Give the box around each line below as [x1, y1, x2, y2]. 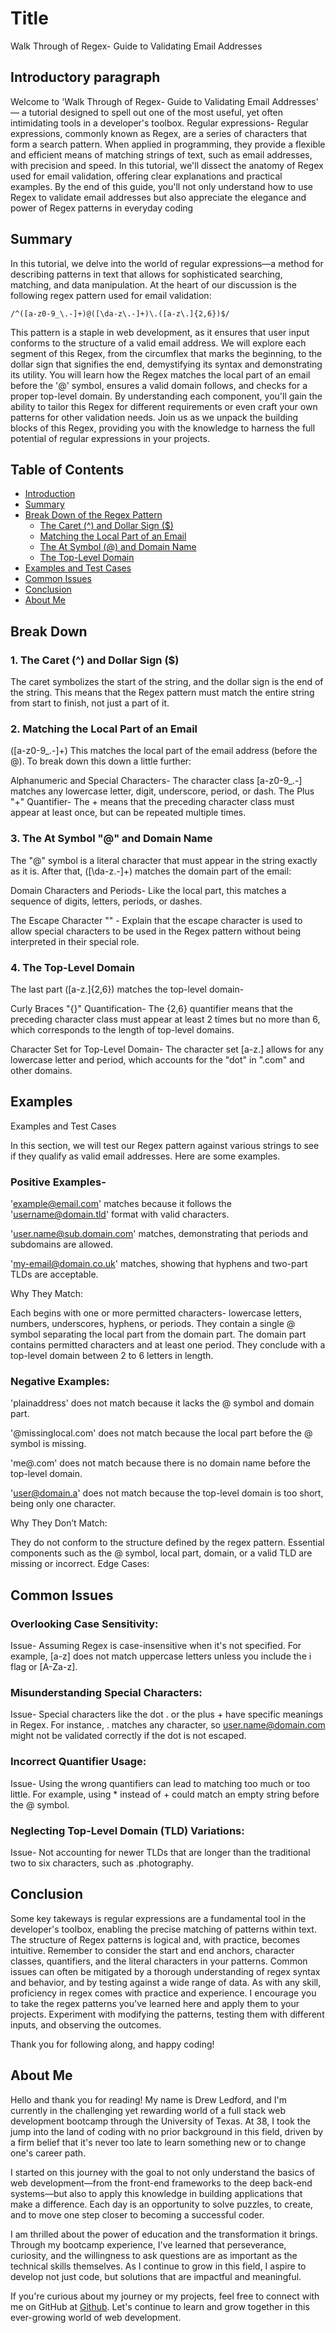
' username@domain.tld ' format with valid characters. [10, 1208, 230, 1221]
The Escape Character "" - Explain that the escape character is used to [10, 914, 303, 926]
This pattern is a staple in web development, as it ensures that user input [10, 326, 310, 338]
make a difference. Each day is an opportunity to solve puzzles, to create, [10, 2198, 313, 2210]
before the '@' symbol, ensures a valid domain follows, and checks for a [10, 379, 308, 391]
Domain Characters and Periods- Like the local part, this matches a [10, 884, 287, 896]
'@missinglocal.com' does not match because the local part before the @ [10, 1427, 313, 1439]
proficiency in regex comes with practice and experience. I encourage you [10, 1987, 317, 1999]
